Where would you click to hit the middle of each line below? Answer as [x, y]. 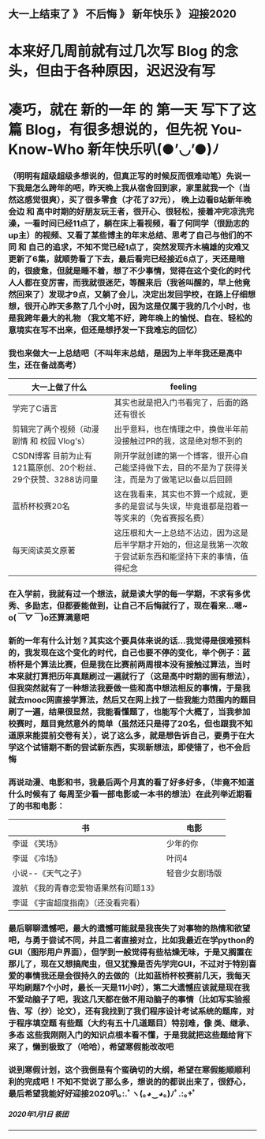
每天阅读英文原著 [44, 550]
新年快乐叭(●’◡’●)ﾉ [153, 149]
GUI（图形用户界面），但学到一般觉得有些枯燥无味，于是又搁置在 [131, 952]
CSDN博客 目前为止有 [52, 455]
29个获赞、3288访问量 [55, 479]
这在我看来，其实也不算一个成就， [177, 494]
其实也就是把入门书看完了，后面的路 [181, 403]
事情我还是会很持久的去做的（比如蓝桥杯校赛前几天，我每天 [137, 976]
